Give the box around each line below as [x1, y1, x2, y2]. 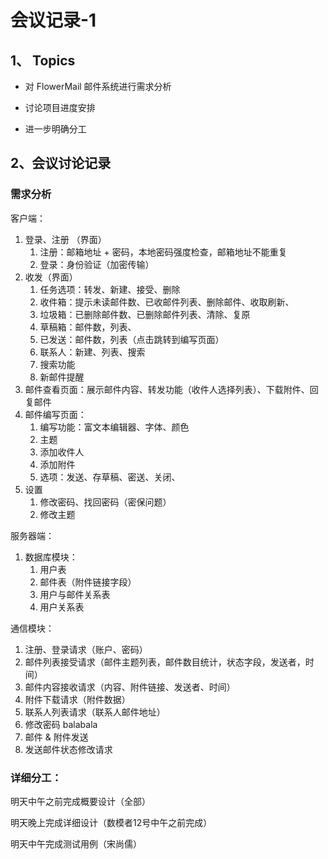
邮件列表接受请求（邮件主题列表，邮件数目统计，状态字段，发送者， [24, 656, 306, 668]
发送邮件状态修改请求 [24, 743, 113, 755]
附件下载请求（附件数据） [24, 693, 131, 705]
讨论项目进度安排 [24, 102, 96, 113]
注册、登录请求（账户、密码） [24, 643, 148, 655]
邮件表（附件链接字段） [39, 576, 137, 588]
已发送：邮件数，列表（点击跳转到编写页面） [39, 333, 225, 345]
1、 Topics [10, 52, 76, 69]
